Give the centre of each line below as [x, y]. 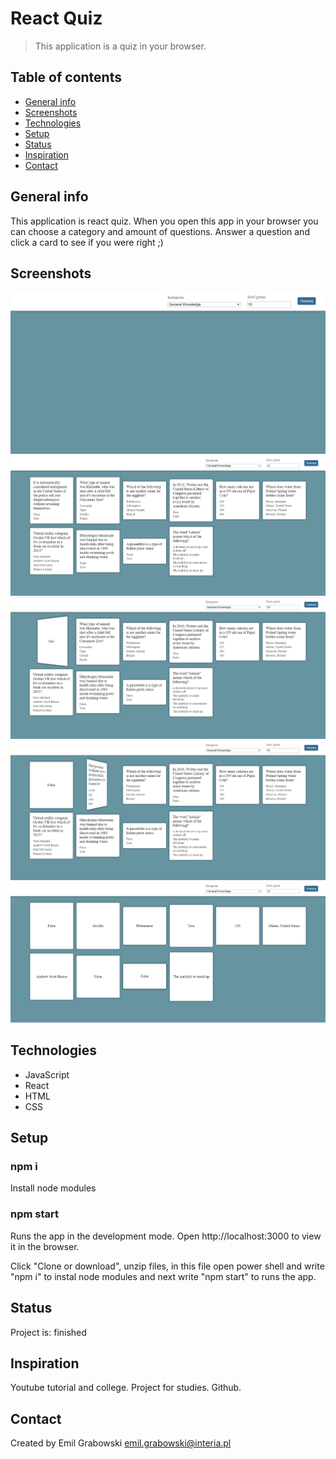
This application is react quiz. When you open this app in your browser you [164, 221]
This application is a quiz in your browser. [120, 46]
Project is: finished [48, 1332]
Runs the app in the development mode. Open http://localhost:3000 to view [166, 1236]
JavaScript [47, 1074]
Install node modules [53, 1188]
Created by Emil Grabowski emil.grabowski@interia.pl [121, 1443]
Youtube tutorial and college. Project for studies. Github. [126, 1388]
